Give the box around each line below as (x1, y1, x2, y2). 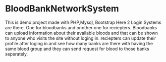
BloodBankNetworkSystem (5, 3, 119, 14)
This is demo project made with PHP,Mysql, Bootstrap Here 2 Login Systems (5, 19, 162, 25)
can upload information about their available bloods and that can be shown (5, 30, 158, 36)
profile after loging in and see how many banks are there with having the (5, 40, 153, 46)
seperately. (5, 51, 28, 57)
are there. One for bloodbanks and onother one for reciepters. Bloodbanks (5, 24, 157, 30)
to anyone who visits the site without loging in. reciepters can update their (5, 35, 156, 41)
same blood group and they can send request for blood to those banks (5, 46, 150, 52)
